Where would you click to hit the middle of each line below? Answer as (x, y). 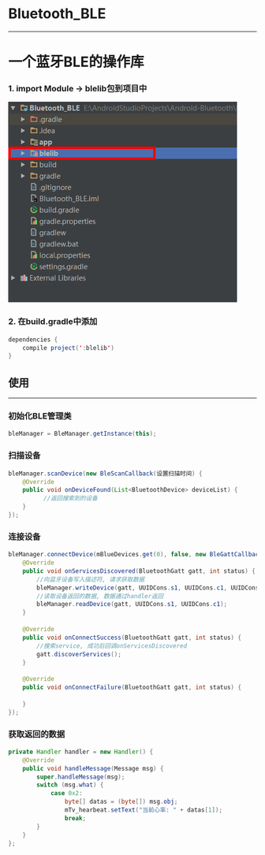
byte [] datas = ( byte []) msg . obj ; (121, 802)
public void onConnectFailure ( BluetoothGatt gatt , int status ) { (132, 688)
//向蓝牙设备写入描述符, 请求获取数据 (91, 579)
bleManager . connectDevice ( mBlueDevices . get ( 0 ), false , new (107, 555)
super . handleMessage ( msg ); (81, 777)
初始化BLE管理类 (40, 416)
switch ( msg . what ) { (70, 785)
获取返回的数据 (37, 734)
